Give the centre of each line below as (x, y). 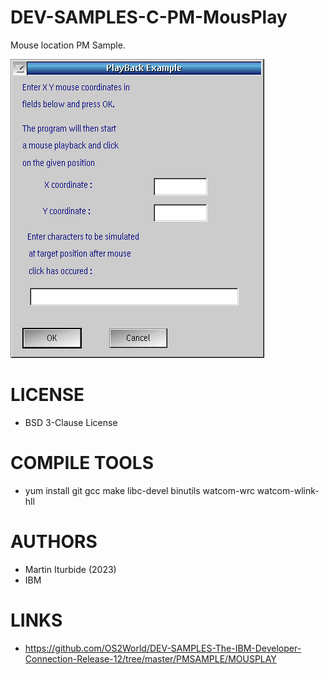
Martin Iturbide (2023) (70, 569)
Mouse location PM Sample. (68, 45)
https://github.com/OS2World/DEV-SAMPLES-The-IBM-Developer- (163, 648)
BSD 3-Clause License (71, 422)
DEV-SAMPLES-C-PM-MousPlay (149, 17)
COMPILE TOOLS (82, 463)
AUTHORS (54, 542)
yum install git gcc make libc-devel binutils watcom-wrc (139, 490)
